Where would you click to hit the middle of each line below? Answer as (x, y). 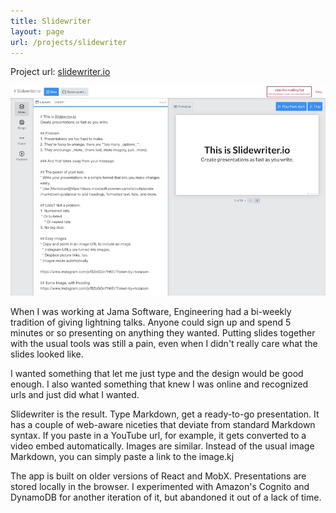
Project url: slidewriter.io (60, 72)
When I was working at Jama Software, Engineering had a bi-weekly (151, 312)
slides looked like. (47, 354)
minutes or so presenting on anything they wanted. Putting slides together (163, 333)
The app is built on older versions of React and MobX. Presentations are (158, 476)
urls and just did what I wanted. (75, 395)
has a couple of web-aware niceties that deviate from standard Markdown (163, 425)
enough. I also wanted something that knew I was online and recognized (159, 384)
